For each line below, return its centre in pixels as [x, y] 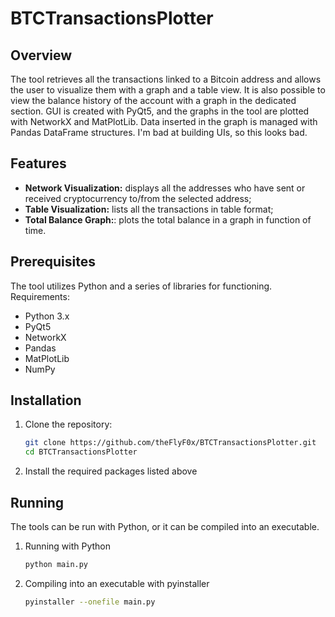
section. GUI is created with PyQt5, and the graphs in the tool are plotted [160, 111]
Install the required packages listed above [111, 471]
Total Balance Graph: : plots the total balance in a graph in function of [168, 219]
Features [38, 163]
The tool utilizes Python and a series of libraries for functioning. [141, 286]
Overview [41, 55]
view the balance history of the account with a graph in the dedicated [153, 100]
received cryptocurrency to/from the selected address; [138, 198]
